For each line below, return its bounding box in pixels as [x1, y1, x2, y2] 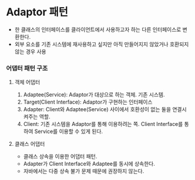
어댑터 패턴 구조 [6, 64, 48, 72]
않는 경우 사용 [14, 48, 46, 55]
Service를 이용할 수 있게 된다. [34, 128, 103, 135]
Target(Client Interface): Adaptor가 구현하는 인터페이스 [23, 98, 153, 106]
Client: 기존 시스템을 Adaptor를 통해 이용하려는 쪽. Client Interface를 [23, 121, 183, 128]
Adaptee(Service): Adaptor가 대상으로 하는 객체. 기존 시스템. [23, 91, 165, 98]
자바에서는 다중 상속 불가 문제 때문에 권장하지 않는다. [23, 168, 144, 175]
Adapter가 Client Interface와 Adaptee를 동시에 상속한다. [23, 160, 156, 168]
